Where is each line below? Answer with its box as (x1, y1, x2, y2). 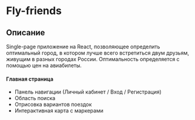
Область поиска (14, 95, 56, 102)
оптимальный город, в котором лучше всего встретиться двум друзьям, (6, 49, 190, 56)
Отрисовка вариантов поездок (14, 101, 92, 108)
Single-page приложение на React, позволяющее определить (6, 43, 160, 50)
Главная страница (6, 75, 54, 82)
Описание (6, 28, 45, 38)
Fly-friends (6, 4, 62, 18)
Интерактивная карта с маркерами (14, 107, 104, 114)
